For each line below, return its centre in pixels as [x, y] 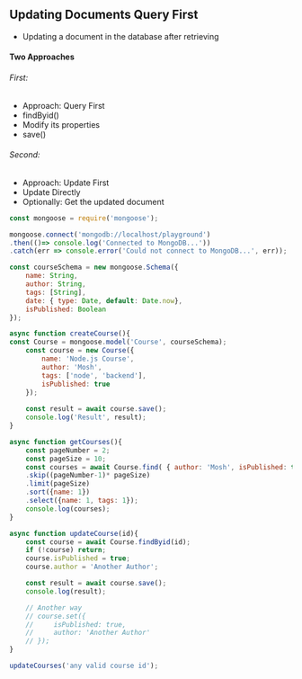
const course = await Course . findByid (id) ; [108, 542]
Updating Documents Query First [104, 15]
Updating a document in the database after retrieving [120, 36]
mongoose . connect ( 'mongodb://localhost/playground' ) [110, 234]
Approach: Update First [66, 183]
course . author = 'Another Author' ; [92, 567]
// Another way [54, 608]
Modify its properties [61, 124]
